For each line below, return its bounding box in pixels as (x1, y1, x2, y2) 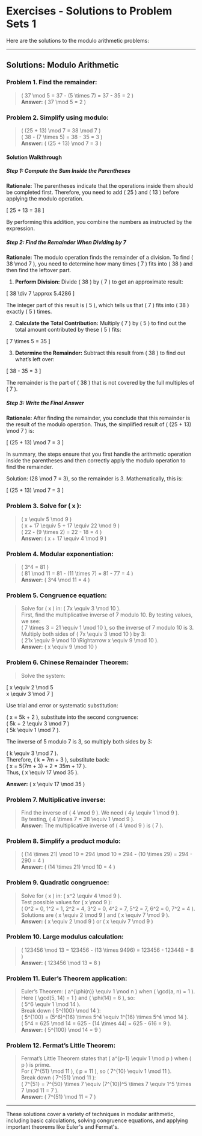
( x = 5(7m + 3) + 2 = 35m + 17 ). (6, 762, 87, 769)
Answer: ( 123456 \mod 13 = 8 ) (20, 959, 101, 966)
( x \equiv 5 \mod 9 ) (20, 515, 72, 523)
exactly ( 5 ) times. (6, 308, 52, 315)
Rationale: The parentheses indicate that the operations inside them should (6, 182, 194, 190)
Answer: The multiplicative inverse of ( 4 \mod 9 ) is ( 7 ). (20, 822, 164, 829)
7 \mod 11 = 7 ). (20, 1087, 59, 1094)
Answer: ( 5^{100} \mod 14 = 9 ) (20, 1026, 102, 1034)
